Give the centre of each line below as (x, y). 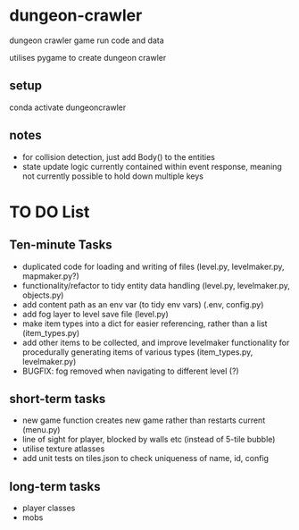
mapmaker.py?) (51, 276)
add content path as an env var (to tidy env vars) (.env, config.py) (143, 304)
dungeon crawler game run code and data (87, 40)
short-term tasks (58, 399)
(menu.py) (41, 430)
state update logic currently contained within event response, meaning (152, 166)
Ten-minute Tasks (61, 245)
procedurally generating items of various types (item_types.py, (137, 352)
